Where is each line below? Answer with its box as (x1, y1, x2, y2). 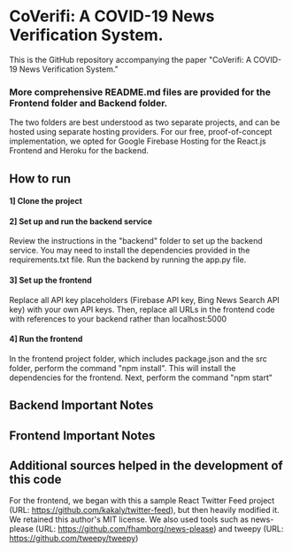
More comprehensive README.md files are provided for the (9, 86, 272, 98)
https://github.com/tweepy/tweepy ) (9, 533, 139, 544)
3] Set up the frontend (9, 275, 93, 285)
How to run (9, 171, 72, 186)
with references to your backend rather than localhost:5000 (9, 313, 227, 324)
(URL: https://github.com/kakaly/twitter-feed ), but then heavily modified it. (9, 505, 280, 516)
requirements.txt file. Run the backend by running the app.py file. (9, 254, 247, 265)
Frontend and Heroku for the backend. (9, 145, 149, 156)
